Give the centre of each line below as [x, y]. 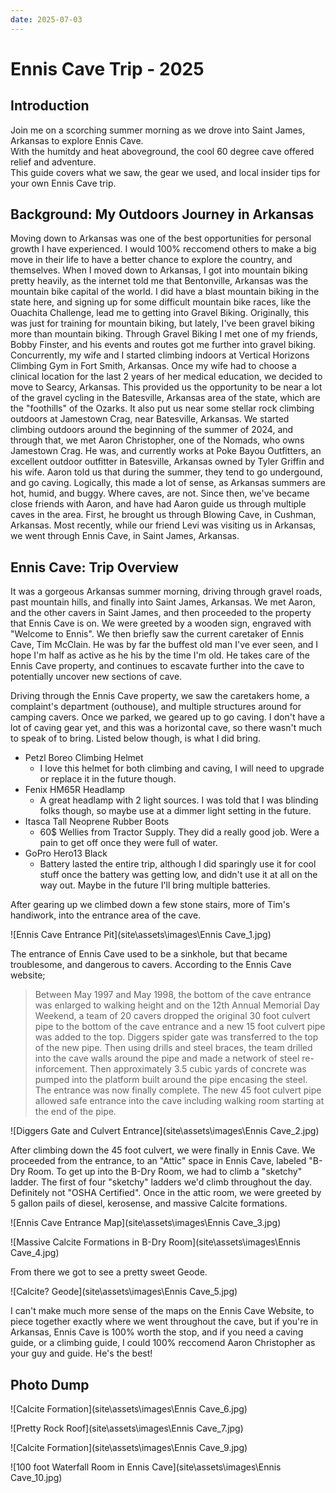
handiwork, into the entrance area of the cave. [106, 915]
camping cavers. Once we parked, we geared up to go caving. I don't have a [167, 717]
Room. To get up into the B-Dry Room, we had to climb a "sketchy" [165, 1172]
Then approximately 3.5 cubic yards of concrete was [198, 1069]
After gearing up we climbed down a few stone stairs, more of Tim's [150, 905]
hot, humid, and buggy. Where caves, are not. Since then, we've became [160, 493]
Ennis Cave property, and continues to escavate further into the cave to [157, 666]
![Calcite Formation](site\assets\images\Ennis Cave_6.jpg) [129, 1409]
